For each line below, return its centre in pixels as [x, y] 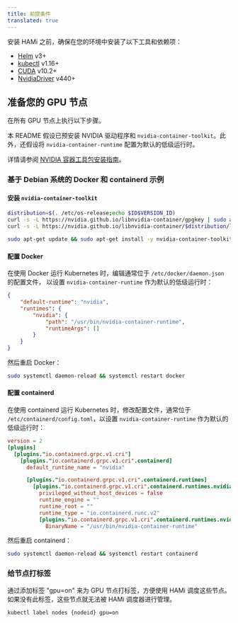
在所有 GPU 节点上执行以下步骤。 [56, 120]
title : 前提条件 [29, 14]
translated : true [33, 21]
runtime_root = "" [66, 506]
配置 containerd [31, 393]
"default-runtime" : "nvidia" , [65, 302]
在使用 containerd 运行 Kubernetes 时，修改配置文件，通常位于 [99, 410]
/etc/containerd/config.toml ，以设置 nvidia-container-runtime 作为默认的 [118, 419]
